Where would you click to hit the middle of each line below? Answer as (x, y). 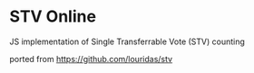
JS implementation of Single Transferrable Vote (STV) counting (127, 41)
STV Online (53, 17)
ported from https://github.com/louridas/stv (91, 59)
